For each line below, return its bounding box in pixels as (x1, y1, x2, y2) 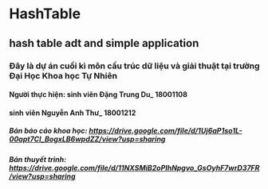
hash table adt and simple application (9, 37, 199, 50)
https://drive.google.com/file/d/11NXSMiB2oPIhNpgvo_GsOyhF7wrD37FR (9, 163, 260, 172)
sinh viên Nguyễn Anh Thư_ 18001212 (9, 108, 136, 118)
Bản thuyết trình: (9, 154, 67, 164)
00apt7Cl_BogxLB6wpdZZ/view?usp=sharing (9, 134, 166, 144)
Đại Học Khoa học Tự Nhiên (9, 70, 118, 81)
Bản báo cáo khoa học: (9, 126, 88, 136)
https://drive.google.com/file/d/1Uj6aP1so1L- (89, 126, 242, 136)
